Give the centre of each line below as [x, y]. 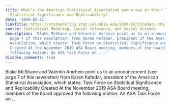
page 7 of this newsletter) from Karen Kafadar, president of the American [82, 77]
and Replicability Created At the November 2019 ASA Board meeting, [77, 88]
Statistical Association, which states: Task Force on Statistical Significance [83, 83]
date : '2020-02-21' [26, 19]
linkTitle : [17, 24]
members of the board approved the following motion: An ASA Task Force [83, 94]
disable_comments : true [31, 57]
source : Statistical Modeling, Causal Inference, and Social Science [81, 29]
